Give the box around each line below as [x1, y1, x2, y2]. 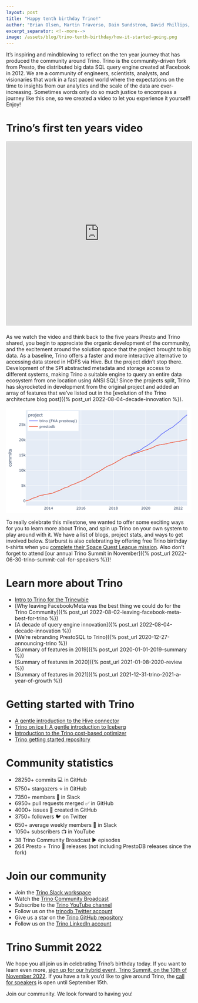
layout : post [6, 9, 38, 15]
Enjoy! [6, 101, 22, 108]
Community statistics [6, 756, 113, 770]
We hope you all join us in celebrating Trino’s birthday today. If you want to [6, 960, 187, 967]
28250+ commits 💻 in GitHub [14, 776, 87, 783]
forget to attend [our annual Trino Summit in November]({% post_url [6, 550, 170, 557]
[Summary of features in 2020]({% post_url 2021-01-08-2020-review [14, 658, 183, 665]
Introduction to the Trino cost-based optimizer [14, 729, 127, 736]
